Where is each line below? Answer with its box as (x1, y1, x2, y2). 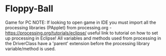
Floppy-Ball (5, 3, 54, 14)
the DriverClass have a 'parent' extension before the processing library (5, 40, 150, 46)
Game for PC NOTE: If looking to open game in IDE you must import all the (5, 19, 156, 25)
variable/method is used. (5, 46, 56, 52)
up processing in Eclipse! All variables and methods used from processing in (5, 35, 162, 41)
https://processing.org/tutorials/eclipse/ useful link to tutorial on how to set (5, 30, 159, 36)
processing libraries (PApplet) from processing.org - (5, 24, 112, 30)
